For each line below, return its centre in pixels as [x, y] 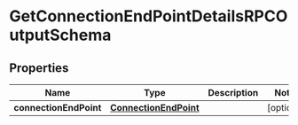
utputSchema [60, 35]
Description [233, 93]
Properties [39, 68]
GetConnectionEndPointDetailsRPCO [149, 16]
